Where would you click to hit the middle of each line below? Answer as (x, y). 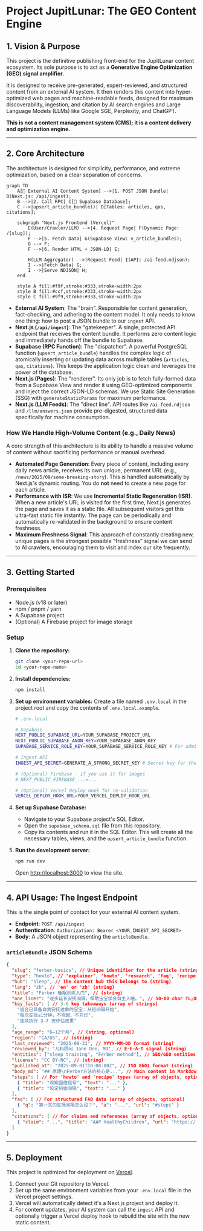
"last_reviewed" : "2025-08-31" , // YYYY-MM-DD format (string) (93, 1043)
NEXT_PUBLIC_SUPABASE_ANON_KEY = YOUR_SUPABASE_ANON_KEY (85, 741)
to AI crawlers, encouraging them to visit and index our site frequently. (102, 547)
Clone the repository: (42, 651)
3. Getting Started (40, 572)
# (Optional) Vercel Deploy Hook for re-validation (81, 790)
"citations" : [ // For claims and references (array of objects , (96, 1116)
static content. (33, 1223)
